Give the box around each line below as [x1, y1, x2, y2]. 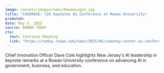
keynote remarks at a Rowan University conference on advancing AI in [5, 57, 146, 63]
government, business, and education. [5, 62, 82, 68]
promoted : [5, 16, 25, 21]
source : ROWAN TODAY [5, 25, 47, 30]
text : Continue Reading [9, 35, 58, 39]
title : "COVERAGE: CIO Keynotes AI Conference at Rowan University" [5, 12, 147, 17]
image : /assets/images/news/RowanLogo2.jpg [5, 7, 95, 12]
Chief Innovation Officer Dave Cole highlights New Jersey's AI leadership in [5, 52, 157, 58]
